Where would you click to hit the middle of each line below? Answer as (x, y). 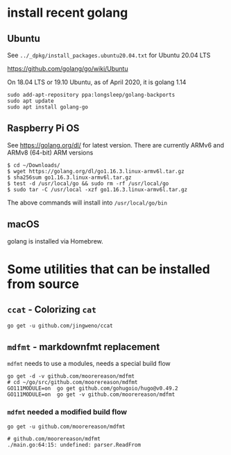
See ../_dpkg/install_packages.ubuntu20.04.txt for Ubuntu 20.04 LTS (109, 55)
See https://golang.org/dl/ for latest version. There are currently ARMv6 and (115, 145)
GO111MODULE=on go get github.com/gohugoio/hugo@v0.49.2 (93, 389)
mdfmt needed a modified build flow (67, 412)
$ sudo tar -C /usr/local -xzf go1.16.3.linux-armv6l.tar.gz (97, 189)
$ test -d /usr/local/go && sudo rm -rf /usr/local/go (88, 183)
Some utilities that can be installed (109, 269)
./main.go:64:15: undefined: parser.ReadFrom (74, 445)
